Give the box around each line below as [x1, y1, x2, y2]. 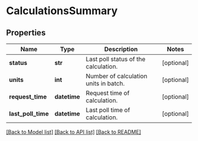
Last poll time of [85, 106, 131, 114]
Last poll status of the [85, 55, 146, 63]
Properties [6, 28, 46, 38]
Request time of [85, 89, 130, 97]
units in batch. [85, 80, 125, 87]
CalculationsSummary [6, 4, 118, 18]
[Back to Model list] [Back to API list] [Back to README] [6, 129, 141, 135]
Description [104, 45, 138, 53]
